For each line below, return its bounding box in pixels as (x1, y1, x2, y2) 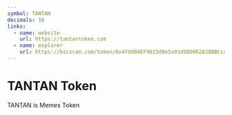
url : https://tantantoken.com (19, 36, 107, 43)
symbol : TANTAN (7, 10, 51, 17)
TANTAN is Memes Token (7, 101, 80, 109)
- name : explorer (13, 42, 64, 49)
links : (7, 23, 26, 30)
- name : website (13, 29, 60, 36)
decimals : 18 (7, 17, 45, 23)
